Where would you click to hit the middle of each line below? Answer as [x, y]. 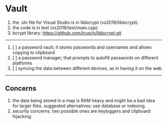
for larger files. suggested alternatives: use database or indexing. [79, 106]
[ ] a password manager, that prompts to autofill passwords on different [85, 58]
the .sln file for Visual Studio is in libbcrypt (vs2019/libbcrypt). [76, 22]
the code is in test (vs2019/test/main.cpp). [56, 27]
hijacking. [22, 116]
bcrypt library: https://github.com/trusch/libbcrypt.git [67, 33]
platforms [22, 63]
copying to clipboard [34, 52]
